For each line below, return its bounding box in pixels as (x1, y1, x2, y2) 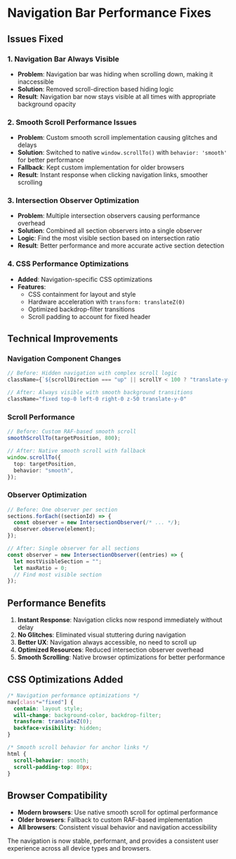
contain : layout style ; (13, 705, 83, 712)
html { (7, 750, 27, 757)
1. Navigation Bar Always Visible (7, 54, 119, 64)
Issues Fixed (7, 33, 64, 45)
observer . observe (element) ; (13, 526, 96, 533)
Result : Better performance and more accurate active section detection (17, 241, 225, 250)
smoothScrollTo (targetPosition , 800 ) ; (7, 434, 121, 442)
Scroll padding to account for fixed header (27, 312, 151, 321)
